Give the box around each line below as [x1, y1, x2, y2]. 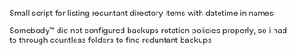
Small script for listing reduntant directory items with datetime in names [9, 8, 274, 18]
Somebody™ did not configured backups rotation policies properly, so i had [9, 25, 288, 35]
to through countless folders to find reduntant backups [9, 35, 213, 45]
